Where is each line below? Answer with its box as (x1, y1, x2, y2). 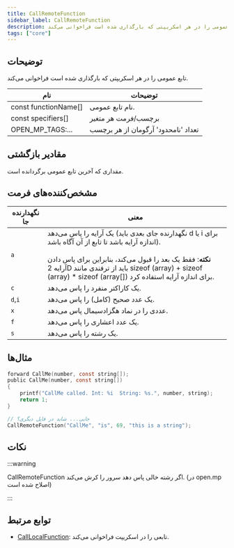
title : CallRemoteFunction (7, 10, 86, 17)
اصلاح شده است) (7, 480, 52, 489)
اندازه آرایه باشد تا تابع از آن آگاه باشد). (47, 237, 162, 246)
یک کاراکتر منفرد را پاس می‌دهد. (47, 283, 141, 292)
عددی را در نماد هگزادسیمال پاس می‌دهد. (47, 306, 169, 315)
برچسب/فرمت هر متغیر (89, 113, 160, 123)
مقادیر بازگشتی (7, 148, 66, 160)
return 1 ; (19, 396, 49, 403)
